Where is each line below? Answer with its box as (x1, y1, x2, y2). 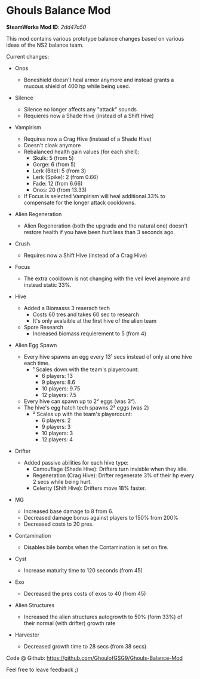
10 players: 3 (41, 429, 73, 436)
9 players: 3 (41, 423, 71, 430)
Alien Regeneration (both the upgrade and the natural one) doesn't (23, 222, 188, 229)
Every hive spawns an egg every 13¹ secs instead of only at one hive (23, 353, 192, 360)
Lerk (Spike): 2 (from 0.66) (32, 173, 99, 180)
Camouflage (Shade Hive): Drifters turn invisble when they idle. (32, 465, 188, 472)
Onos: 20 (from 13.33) (32, 186, 87, 193)
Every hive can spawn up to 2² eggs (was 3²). (23, 398, 137, 405)
